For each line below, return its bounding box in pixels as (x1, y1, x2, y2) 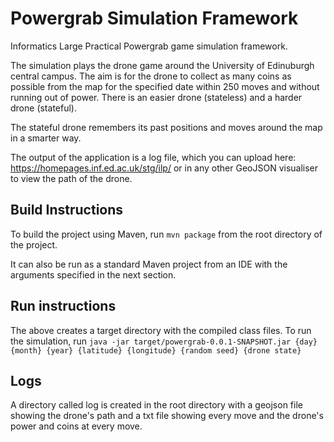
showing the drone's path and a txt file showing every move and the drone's (10, 410, 324, 422)
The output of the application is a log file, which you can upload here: (10, 151, 297, 163)
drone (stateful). (10, 102, 77, 114)
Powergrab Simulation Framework (10, 7, 299, 30)
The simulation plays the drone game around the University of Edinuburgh (10, 59, 315, 71)
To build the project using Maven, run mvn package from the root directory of (10, 228, 323, 240)
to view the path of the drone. (10, 172, 133, 184)
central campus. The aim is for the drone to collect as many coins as (10, 70, 292, 82)
